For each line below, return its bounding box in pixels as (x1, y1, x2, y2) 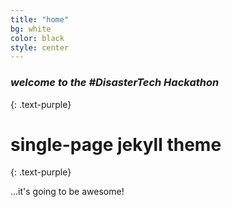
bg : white (10, 24, 52, 34)
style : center (10, 42, 70, 53)
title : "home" (10, 14, 70, 25)
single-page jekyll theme (10, 133, 222, 156)
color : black (10, 33, 65, 43)
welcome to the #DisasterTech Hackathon (10, 76, 220, 90)
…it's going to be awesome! (10, 186, 125, 198)
